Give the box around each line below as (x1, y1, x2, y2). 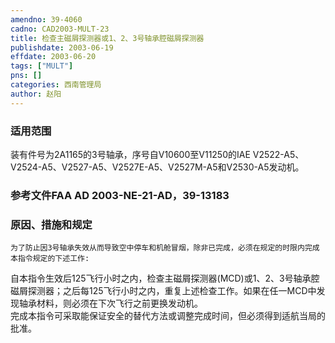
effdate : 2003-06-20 (10, 52, 97, 62)
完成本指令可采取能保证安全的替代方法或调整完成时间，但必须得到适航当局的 (10, 310, 326, 322)
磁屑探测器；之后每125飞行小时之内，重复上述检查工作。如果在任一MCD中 (10, 285, 317, 297)
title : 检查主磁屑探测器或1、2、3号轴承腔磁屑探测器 (10, 33, 205, 43)
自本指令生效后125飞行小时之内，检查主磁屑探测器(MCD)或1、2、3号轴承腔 (10, 272, 320, 285)
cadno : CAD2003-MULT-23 (10, 24, 110, 34)
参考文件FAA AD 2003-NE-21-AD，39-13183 (10, 188, 230, 202)
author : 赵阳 (10, 89, 62, 99)
